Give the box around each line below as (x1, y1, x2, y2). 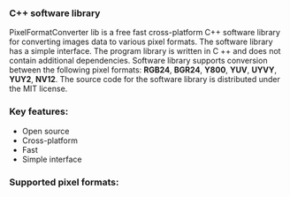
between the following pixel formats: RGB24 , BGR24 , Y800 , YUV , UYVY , (9, 64, 277, 75)
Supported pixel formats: (9, 176, 119, 188)
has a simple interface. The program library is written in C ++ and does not (9, 46, 281, 57)
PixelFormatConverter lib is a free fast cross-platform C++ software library (9, 27, 281, 38)
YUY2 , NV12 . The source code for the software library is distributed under (9, 74, 280, 85)
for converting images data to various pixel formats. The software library (9, 36, 273, 47)
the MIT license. (9, 83, 68, 95)
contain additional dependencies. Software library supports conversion (9, 56, 268, 66)
